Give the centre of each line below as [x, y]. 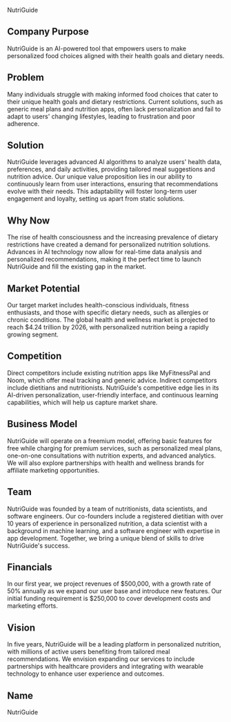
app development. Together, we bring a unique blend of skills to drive [106, 538]
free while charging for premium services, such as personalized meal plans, [115, 448]
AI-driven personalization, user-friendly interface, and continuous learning [113, 395]
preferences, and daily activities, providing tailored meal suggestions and [111, 170]
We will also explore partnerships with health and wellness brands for [106, 462]
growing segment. [33, 334]
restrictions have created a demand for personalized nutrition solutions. [109, 244]
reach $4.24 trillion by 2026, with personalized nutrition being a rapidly [108, 327]
